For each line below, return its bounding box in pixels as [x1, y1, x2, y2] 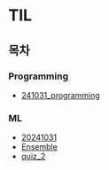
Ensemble [20, 142, 58, 152]
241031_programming [20, 89, 101, 100]
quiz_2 [20, 151, 46, 162]
